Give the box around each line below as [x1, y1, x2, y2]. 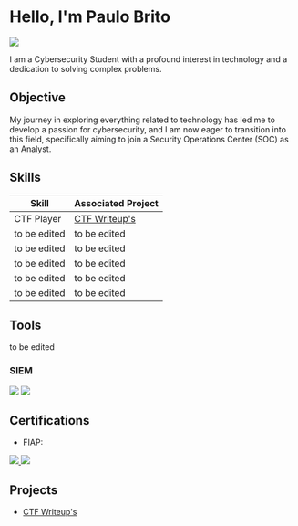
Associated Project [74, 196, 159, 209]
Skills [9, 170, 41, 185]
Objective [9, 89, 67, 106]
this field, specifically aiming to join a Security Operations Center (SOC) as [9, 133, 289, 144]
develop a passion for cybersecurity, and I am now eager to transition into [9, 123, 287, 134]
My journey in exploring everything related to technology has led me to [9, 114, 276, 125]
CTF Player [14, 212, 62, 225]
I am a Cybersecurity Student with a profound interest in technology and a [9, 53, 288, 65]
